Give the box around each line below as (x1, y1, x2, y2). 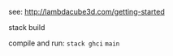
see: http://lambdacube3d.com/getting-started (8, 7, 165, 16)
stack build (8, 23, 45, 32)
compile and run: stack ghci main (8, 38, 120, 48)
